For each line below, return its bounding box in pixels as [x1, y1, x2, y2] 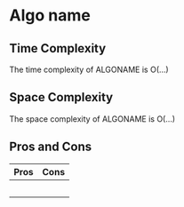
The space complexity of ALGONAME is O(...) [9, 113, 176, 124]
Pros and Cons [9, 139, 92, 155]
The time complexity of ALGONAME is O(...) [9, 64, 169, 75]
